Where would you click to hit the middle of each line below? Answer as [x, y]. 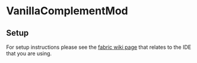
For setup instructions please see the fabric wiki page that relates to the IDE [99, 47]
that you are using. [29, 53]
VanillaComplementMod [67, 11]
